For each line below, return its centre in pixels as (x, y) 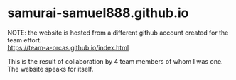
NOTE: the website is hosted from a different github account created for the (118, 33)
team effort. (25, 40)
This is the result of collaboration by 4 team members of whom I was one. (115, 61)
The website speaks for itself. (50, 69)
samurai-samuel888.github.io (98, 13)
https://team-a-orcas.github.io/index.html (68, 47)
